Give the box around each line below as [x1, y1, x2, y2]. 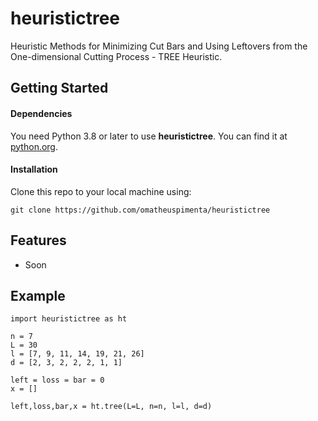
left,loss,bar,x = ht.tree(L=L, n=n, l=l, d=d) [10, 402, 213, 412]
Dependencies [10, 107, 73, 119]
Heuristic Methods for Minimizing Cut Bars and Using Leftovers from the [10, 40, 308, 52]
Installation [10, 163, 58, 176]
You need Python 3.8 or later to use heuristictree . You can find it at [10, 130, 288, 142]
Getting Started [10, 80, 109, 97]
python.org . [10, 140, 58, 152]
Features [10, 232, 67, 249]
